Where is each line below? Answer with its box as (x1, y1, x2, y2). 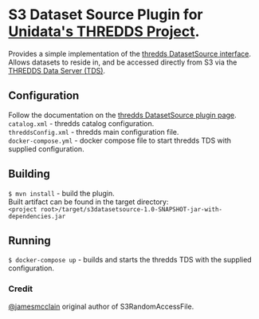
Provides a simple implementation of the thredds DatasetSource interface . (8, 49, 252, 58)
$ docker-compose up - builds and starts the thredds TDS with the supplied (8, 255, 253, 265)
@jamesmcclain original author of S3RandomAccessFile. (8, 301, 194, 311)
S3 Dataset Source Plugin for (8, 6, 203, 24)
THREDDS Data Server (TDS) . (8, 65, 106, 75)
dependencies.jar (8, 212, 66, 220)
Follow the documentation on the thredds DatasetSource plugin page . (8, 110, 237, 120)
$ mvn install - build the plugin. (8, 188, 116, 198)
